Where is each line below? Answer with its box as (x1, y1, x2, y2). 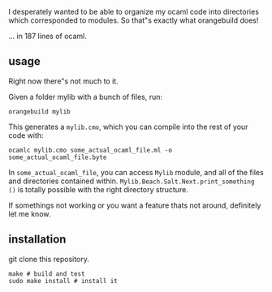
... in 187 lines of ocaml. (8, 32, 87, 41)
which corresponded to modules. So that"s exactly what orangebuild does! (8, 15, 259, 25)
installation (8, 233, 67, 247)
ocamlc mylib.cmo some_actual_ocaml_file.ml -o (8, 146, 173, 154)
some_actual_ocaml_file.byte (8, 153, 107, 161)
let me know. (8, 208, 51, 218)
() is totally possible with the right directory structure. (8, 184, 188, 194)
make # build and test (8, 269, 85, 278)
